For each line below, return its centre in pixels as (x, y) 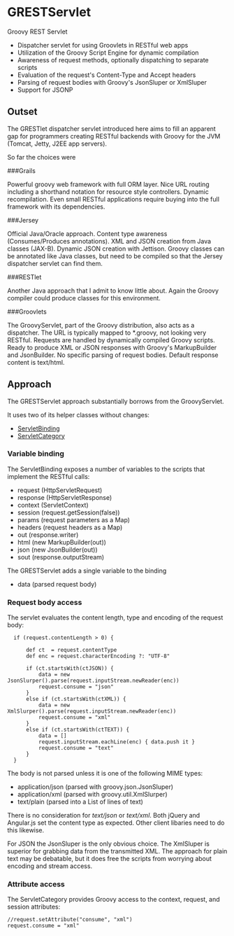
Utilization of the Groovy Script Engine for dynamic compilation (108, 53)
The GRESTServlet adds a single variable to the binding (87, 571)
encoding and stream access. (50, 866)
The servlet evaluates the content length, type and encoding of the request (115, 617)
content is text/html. (36, 362)
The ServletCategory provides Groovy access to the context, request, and (114, 900)
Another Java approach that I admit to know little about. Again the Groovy (113, 291)
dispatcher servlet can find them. (55, 263)
